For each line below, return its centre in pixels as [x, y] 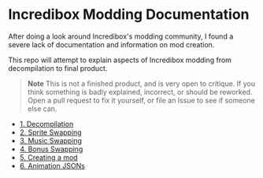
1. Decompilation [46, 124]
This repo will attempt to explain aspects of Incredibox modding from [120, 60]
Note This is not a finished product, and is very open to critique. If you [141, 83]
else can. [42, 109]
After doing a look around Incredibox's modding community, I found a [121, 36]
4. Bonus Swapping [51, 149]
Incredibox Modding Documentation [129, 15]
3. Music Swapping [51, 140]
